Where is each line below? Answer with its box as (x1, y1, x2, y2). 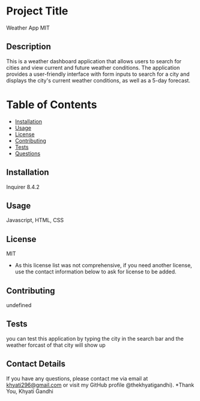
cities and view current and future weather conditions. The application (6, 64, 180, 71)
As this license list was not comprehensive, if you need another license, (14, 262, 192, 269)
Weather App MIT (6, 24, 50, 31)
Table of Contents (6, 98, 97, 111)
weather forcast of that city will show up (6, 341, 106, 349)
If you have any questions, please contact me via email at (6, 375, 148, 382)
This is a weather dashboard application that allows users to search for (6, 57, 182, 64)
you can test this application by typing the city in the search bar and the (6, 335, 184, 342)
